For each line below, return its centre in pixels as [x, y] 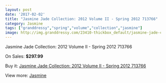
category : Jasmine [24, 23]
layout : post [19, 10]
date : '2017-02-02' [25, 14]
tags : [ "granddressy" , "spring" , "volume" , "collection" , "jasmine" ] [74, 28]
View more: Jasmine [26, 75]
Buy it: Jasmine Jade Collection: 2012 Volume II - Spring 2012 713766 [76, 66]
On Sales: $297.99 [24, 56]
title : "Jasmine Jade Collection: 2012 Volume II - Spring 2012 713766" [82, 19]
